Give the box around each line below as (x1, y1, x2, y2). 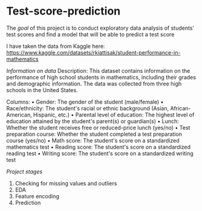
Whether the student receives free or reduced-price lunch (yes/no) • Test (6, 124, 190, 131)
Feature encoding (15, 192, 59, 199)
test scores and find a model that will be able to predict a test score (6, 30, 175, 38)
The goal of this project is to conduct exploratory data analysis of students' (6, 24, 195, 32)
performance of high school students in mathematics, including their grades (6, 73, 196, 81)
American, (6, 111, 32, 118)
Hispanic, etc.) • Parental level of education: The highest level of (33, 111, 195, 118)
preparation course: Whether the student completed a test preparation (6, 130, 183, 138)
